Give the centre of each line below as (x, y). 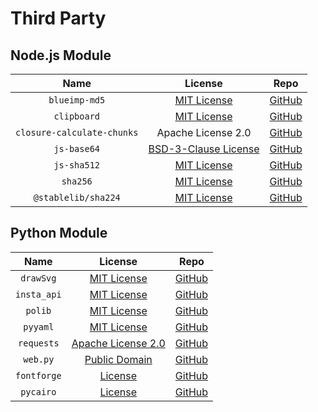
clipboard (77, 116)
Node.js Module (61, 55)
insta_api (38, 294)
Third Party (58, 18)
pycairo (38, 391)
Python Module (59, 233)
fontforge (38, 375)
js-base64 (77, 148)
